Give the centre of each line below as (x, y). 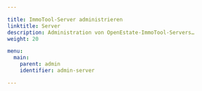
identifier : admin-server (57, 70)
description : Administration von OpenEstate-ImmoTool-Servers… (101, 32)
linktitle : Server (34, 26)
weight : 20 (23, 39)
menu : (15, 51)
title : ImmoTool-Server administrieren (65, 19)
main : (22, 58)
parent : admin (40, 64)
